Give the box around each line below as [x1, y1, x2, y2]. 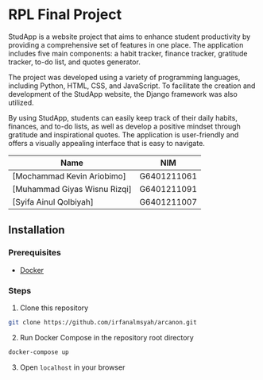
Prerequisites [8, 248, 61, 259]
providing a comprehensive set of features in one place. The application [8, 40, 244, 49]
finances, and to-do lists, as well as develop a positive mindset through [8, 121, 241, 131]
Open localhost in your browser [19, 363, 126, 372]
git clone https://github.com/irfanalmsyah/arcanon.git [8, 318, 197, 326]
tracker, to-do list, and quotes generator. [8, 57, 141, 67]
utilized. [8, 98, 34, 107]
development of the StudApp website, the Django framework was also [8, 89, 238, 98]
